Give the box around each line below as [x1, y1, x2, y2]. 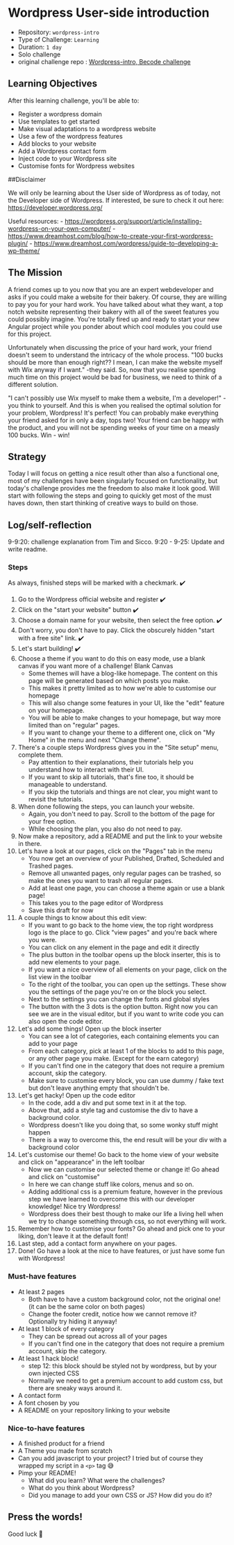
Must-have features [8, 1272, 77, 1282]
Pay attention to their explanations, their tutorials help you [28, 758, 194, 767]
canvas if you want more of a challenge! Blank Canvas [17, 662, 174, 670]
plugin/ [8, 239, 28, 247]
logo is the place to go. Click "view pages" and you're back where [28, 928, 218, 937]
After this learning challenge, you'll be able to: [8, 96, 140, 105]
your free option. [28, 817, 77, 826]
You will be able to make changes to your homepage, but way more [28, 714, 222, 722]
